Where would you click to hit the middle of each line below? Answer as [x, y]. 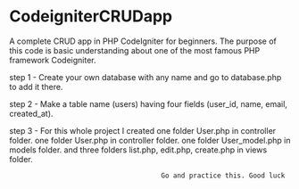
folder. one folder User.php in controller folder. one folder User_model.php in [150, 140]
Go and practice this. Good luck [223, 176]
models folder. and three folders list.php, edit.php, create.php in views [138, 150]
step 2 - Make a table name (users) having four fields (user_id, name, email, [149, 103]
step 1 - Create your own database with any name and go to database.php [145, 77]
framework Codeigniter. [53, 60]
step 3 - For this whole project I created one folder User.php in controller [143, 130]
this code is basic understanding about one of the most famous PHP [135, 50]
